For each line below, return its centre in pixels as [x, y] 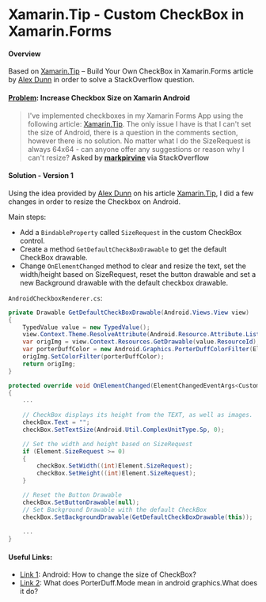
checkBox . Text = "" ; [56, 422]
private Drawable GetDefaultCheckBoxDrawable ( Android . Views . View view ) [129, 312]
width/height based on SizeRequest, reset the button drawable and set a [138, 274]
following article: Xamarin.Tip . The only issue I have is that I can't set [139, 123]
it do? [28, 592]
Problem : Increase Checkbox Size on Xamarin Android [99, 97]
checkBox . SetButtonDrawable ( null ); [81, 502]
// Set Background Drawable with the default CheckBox [115, 509]
